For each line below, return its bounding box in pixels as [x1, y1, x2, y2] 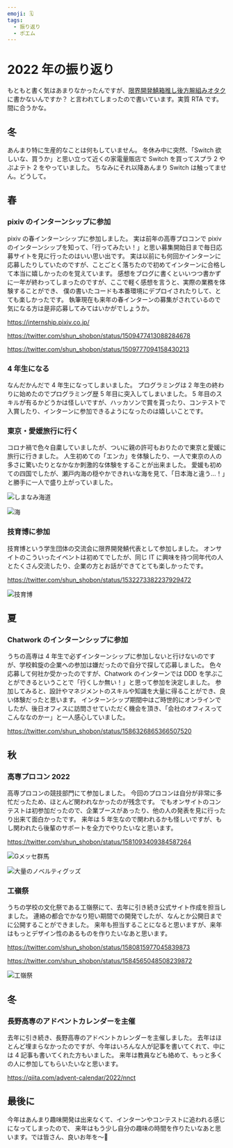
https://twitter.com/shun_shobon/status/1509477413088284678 [7, 331, 191, 340]
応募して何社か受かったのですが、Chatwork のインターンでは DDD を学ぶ [7, 670, 218, 678]
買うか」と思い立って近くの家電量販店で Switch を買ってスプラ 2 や [31, 155, 226, 163]
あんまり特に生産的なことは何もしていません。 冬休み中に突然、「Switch [7, 146, 214, 154]
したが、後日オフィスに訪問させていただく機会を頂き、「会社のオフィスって [7, 704, 223, 713]
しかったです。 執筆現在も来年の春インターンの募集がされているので [25, 295, 221, 303]
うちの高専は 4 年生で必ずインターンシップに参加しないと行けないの [7, 652, 204, 660]
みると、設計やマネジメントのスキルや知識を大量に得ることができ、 [25, 687, 220, 695]
